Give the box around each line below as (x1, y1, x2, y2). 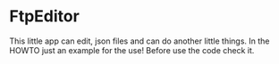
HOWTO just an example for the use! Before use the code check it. (9, 44, 255, 55)
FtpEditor (9, 6, 80, 27)
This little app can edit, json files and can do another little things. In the (9, 36, 270, 46)
